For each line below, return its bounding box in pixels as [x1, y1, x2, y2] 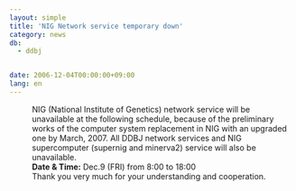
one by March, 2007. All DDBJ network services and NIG [32, 132, 242, 143]
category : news [9, 30, 67, 39]
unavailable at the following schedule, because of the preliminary [32, 114, 274, 124]
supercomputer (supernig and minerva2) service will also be [32, 141, 257, 153]
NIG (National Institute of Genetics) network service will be [32, 104, 251, 114]
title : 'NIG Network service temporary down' [9, 22, 183, 31]
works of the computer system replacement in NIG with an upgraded [32, 123, 287, 133]
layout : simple [9, 13, 67, 23]
